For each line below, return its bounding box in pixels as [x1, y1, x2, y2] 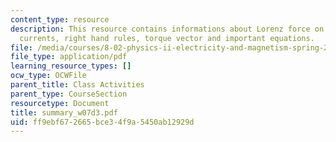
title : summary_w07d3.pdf [10, 107, 118, 118]
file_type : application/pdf [10, 52, 128, 62]
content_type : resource [10, 14, 110, 25]
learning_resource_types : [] [10, 61, 132, 71]
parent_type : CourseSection [10, 89, 128, 99]
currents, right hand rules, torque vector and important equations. [19, 33, 315, 43]
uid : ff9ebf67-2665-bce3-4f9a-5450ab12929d [10, 117, 195, 127]
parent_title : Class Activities [10, 80, 145, 90]
